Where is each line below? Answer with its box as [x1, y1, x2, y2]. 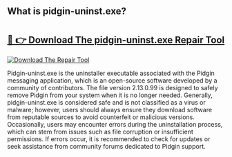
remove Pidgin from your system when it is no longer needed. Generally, [7, 91, 213, 99]
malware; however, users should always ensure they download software [7, 106, 213, 114]
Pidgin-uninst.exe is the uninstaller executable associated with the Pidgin [7, 69, 215, 77]
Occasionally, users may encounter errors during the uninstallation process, [7, 121, 223, 128]
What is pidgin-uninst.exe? [7, 6, 126, 17]
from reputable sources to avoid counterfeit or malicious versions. [7, 113, 195, 121]
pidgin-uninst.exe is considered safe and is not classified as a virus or [7, 98, 206, 106]
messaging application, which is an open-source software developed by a [7, 76, 217, 85]
